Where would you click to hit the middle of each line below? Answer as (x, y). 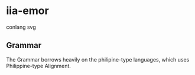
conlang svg (21, 27)
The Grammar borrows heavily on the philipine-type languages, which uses (98, 59)
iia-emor (27, 11)
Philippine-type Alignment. (38, 66)
